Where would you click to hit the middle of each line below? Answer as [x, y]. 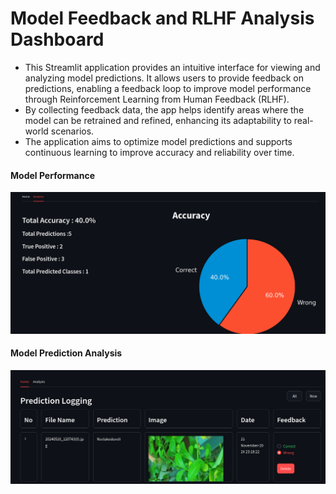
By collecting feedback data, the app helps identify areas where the [164, 109]
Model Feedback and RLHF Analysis [162, 18]
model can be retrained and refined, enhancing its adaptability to [158, 120]
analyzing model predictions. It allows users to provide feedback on [164, 78]
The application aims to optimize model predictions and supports [158, 141]
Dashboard [57, 39]
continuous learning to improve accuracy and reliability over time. [159, 152]
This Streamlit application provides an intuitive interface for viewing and [172, 67]
